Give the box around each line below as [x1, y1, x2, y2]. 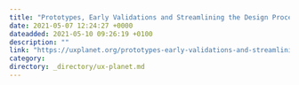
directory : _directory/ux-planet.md [9, 63, 145, 72]
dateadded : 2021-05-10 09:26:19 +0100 [9, 29, 153, 38]
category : [9, 54, 46, 63]
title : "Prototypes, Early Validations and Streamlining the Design [9, 12, 269, 22]
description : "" [9, 37, 69, 47]
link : [9, 46, 29, 55]
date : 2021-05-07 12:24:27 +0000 [9, 21, 133, 30]
